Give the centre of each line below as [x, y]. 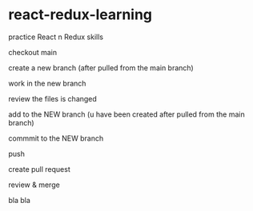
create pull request [39, 169]
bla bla [19, 200]
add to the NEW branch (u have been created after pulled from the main [127, 114]
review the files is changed [53, 98]
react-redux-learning [80, 15]
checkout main [33, 52]
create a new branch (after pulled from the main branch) [101, 68]
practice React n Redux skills [56, 37]
